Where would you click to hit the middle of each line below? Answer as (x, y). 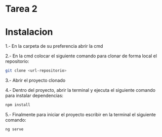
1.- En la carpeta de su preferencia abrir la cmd (54, 46)
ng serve (14, 129)
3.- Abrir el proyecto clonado (35, 80)
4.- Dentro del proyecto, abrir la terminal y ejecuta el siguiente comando (80, 90)
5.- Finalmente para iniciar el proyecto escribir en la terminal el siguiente (80, 114)
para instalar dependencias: (34, 95)
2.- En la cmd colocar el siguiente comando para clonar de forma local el (81, 56)
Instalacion (29, 32)
